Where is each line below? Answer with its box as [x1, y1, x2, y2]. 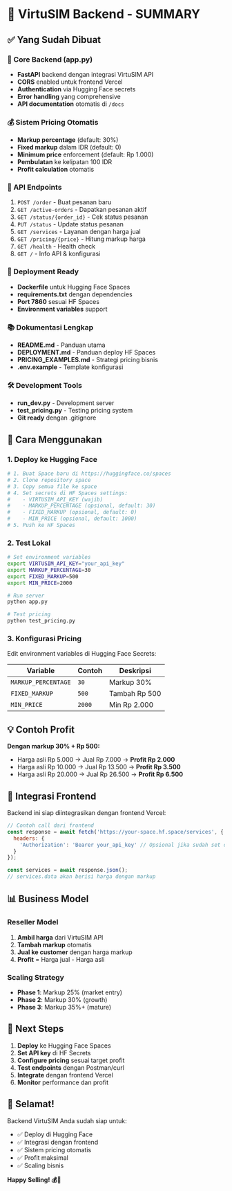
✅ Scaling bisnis [17, 1161, 64, 1170]
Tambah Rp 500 [109, 689, 162, 699]
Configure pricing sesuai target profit [17, 1056, 125, 1064]
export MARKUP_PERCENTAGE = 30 [7, 566, 91, 573]
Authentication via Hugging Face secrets [17, 84, 136, 93]
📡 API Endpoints [7, 183, 62, 192]
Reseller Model [7, 917, 59, 927]
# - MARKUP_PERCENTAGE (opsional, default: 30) [7, 502, 156, 510]
